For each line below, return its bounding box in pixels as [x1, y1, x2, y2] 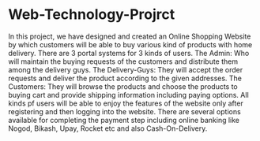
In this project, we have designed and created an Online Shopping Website [8, 32, 251, 41]
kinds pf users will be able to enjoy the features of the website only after [8, 98, 243, 108]
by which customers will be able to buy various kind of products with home [8, 39, 253, 49]
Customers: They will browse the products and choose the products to [8, 81, 239, 91]
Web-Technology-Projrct [8, 6, 175, 24]
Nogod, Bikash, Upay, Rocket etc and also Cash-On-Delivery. [8, 124, 208, 133]
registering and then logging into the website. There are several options [8, 106, 241, 116]
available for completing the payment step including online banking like [8, 115, 239, 124]
